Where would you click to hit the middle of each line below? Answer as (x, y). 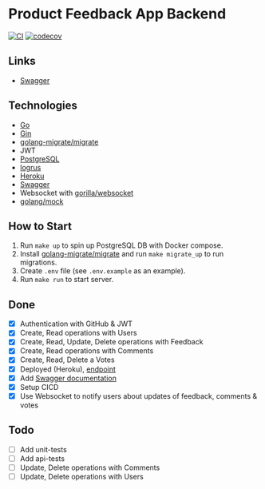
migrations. (38, 262)
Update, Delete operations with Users (81, 476)
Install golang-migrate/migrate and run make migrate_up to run (122, 254)
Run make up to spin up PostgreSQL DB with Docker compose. (121, 245)
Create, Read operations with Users (78, 333)
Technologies (43, 106)
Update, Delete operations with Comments (90, 467)
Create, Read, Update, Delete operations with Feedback (111, 342)
